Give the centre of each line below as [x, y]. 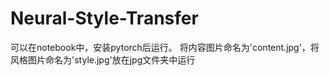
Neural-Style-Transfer [104, 18]
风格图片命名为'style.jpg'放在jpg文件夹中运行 [103, 59]
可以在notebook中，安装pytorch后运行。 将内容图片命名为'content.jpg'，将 [165, 47]
